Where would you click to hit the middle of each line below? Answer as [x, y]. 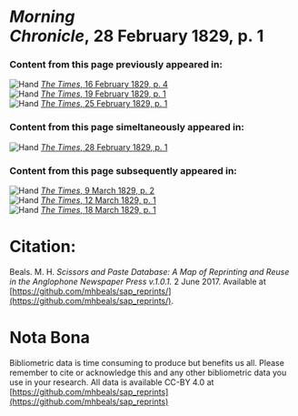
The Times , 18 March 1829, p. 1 [98, 210]
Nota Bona [50, 338]
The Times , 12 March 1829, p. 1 [98, 200]
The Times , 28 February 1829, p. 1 [104, 147]
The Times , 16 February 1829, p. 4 [104, 85]
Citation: [43, 247]
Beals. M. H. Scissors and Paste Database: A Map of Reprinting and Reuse [149, 272]
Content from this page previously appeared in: [116, 65]
